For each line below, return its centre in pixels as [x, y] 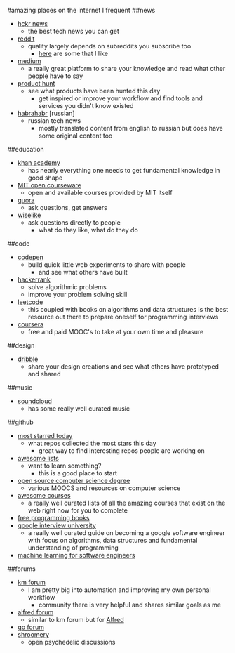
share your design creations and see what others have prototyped [123, 367]
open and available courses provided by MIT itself [100, 193]
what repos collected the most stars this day [92, 443]
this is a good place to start [78, 473]
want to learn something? [65, 466]
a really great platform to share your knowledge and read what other [127, 68]
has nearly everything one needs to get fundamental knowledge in [124, 170]
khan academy [39, 163]
